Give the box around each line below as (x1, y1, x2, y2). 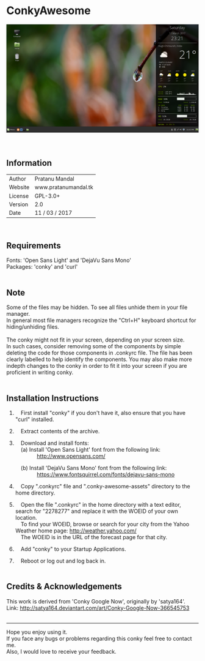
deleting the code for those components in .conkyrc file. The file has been (6, 349, 193, 357)
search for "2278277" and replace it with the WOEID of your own (15, 507, 178, 515)
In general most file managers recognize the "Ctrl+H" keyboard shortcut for (6, 316, 196, 324)
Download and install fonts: (20, 439, 90, 447)
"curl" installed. (15, 416, 54, 423)
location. (15, 513, 38, 521)
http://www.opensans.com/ (36, 452, 106, 460)
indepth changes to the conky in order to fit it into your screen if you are (6, 362, 187, 370)
